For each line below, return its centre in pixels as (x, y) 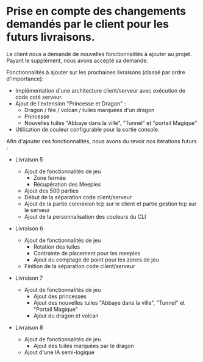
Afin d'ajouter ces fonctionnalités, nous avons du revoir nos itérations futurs (101, 141)
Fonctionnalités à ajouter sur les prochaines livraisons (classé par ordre (96, 72)
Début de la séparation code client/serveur (78, 197)
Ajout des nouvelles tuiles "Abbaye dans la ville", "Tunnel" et (109, 302)
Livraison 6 (29, 228)
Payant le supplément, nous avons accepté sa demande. (77, 60)
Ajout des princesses (60, 296)
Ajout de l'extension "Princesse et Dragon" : (70, 103)
